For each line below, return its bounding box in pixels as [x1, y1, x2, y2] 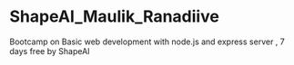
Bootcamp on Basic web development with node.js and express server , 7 [9, 36, 285, 47]
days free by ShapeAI [9, 45, 90, 56]
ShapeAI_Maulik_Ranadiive [9, 6, 220, 27]
